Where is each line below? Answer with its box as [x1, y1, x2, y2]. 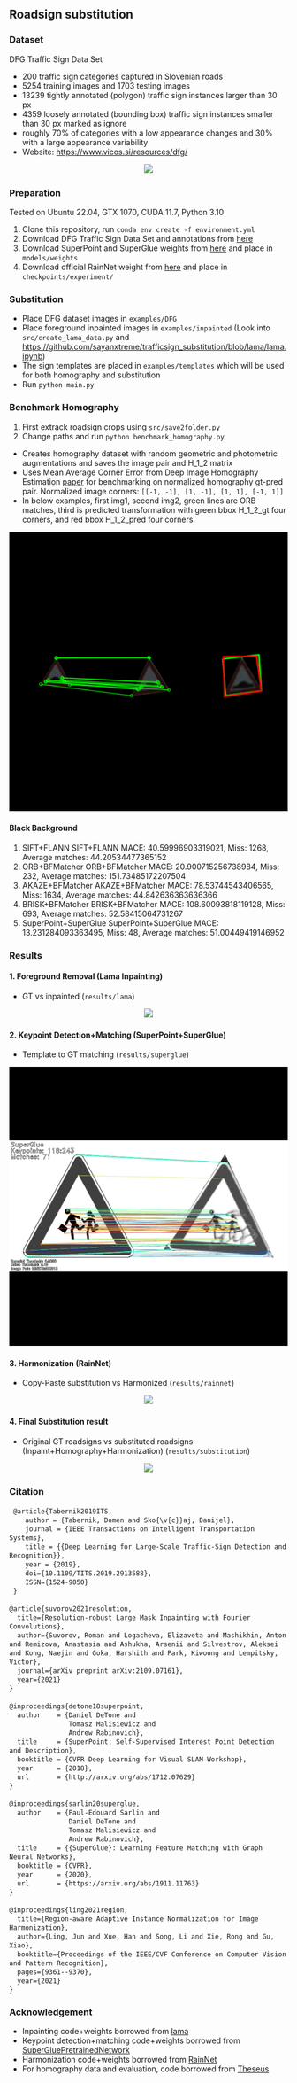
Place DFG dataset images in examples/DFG [21, 314, 177, 324]
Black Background [9, 823, 78, 834]
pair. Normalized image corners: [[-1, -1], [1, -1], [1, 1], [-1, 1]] [21, 486, 285, 496]
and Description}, [9, 1745, 77, 1755]
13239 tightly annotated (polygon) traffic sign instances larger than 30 [21, 89, 278, 100]
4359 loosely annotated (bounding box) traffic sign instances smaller [21, 108, 274, 119]
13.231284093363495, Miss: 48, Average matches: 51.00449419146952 [21, 927, 285, 937]
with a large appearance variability [21, 136, 148, 147]
